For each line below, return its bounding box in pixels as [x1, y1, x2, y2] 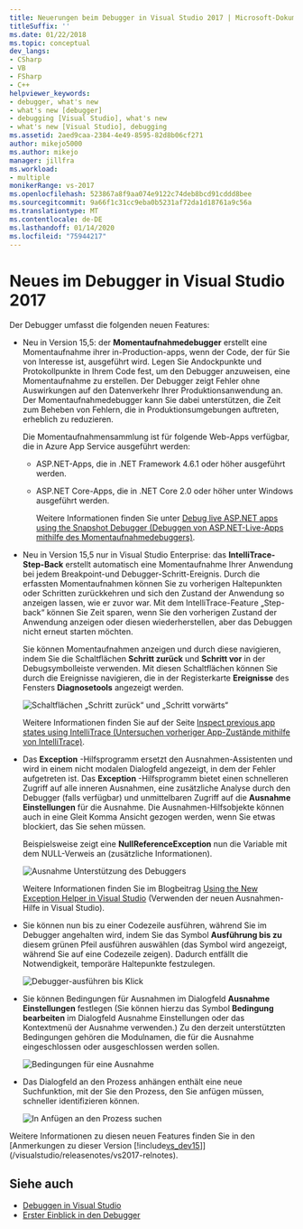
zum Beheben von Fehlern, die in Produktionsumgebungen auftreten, [22, 404, 280, 416]
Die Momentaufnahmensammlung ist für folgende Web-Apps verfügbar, [22, 431, 290, 443]
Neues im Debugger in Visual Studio [9, 270, 286, 291]
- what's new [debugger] [9, 106, 103, 115]
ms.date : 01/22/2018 [9, 30, 87, 39]
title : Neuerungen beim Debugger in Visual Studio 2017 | [9, 13, 232, 23]
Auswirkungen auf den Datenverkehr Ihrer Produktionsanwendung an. [22, 385, 283, 396]
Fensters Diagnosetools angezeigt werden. [22, 682, 184, 693]
